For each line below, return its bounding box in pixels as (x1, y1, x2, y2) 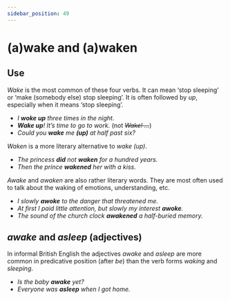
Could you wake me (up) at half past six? (17, 129, 136, 137)
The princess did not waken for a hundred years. (17, 155, 158, 163)
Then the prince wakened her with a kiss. (17, 162, 136, 171)
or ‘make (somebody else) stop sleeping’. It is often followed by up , (7, 93, 198, 101)
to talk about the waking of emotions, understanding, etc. (7, 183, 171, 191)
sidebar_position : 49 (7, 10, 70, 17)
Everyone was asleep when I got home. (17, 285, 131, 294)
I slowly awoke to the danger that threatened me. (17, 196, 159, 205)
